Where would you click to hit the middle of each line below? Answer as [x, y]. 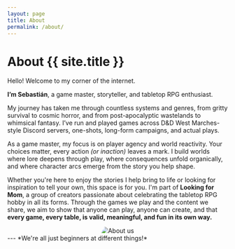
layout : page [26, 14]
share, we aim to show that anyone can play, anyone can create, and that [113, 210]
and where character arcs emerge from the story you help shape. [101, 166]
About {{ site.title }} [66, 61]
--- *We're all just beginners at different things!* [78, 238]
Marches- [206, 123]
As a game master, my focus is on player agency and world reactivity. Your [115, 144]
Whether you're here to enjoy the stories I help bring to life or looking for [112, 180]
